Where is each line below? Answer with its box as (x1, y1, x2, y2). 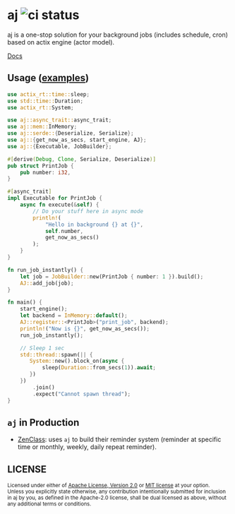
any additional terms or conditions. (7, 501, 92, 508)
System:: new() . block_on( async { (29, 357, 125, 365)
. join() (32, 383, 55, 391)
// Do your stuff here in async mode (32, 208, 143, 215)
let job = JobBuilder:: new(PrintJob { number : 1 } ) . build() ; (20, 273, 204, 280)
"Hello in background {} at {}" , (44, 221, 143, 228)
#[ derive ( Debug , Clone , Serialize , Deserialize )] (7, 155, 157, 162)
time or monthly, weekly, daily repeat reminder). (17, 443, 157, 451)
